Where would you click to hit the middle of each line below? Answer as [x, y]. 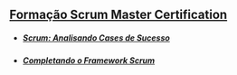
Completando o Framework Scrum [89, 61]
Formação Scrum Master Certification [118, 15]
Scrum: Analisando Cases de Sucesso [96, 37]
